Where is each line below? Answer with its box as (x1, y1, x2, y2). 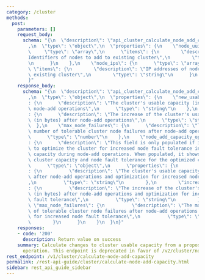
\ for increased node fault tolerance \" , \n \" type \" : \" (28, 213, 201, 220)
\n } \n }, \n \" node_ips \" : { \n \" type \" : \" (28, 60, 187, 66)
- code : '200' (17, 230, 53, 237)
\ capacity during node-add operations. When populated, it (28, 151, 184, 157)
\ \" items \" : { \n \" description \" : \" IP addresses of (28, 65, 187, 72)
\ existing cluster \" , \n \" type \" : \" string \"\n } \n (28, 72, 198, 78)
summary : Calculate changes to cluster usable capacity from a (17, 242, 182, 248)
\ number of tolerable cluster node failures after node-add (28, 128, 187, 134)
